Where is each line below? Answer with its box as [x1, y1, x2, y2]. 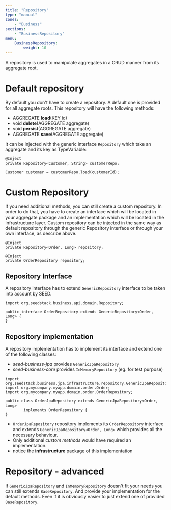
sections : [5, 26, 26, 32]
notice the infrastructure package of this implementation [12, 448, 133, 454]
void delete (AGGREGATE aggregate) [12, 120, 90, 126]
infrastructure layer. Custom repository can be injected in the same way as [5, 220, 162, 226]
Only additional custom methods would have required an [12, 437, 131, 443]
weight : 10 [23, 45, 47, 50]
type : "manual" [5, 12, 38, 17]
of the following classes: [5, 351, 56, 357]
